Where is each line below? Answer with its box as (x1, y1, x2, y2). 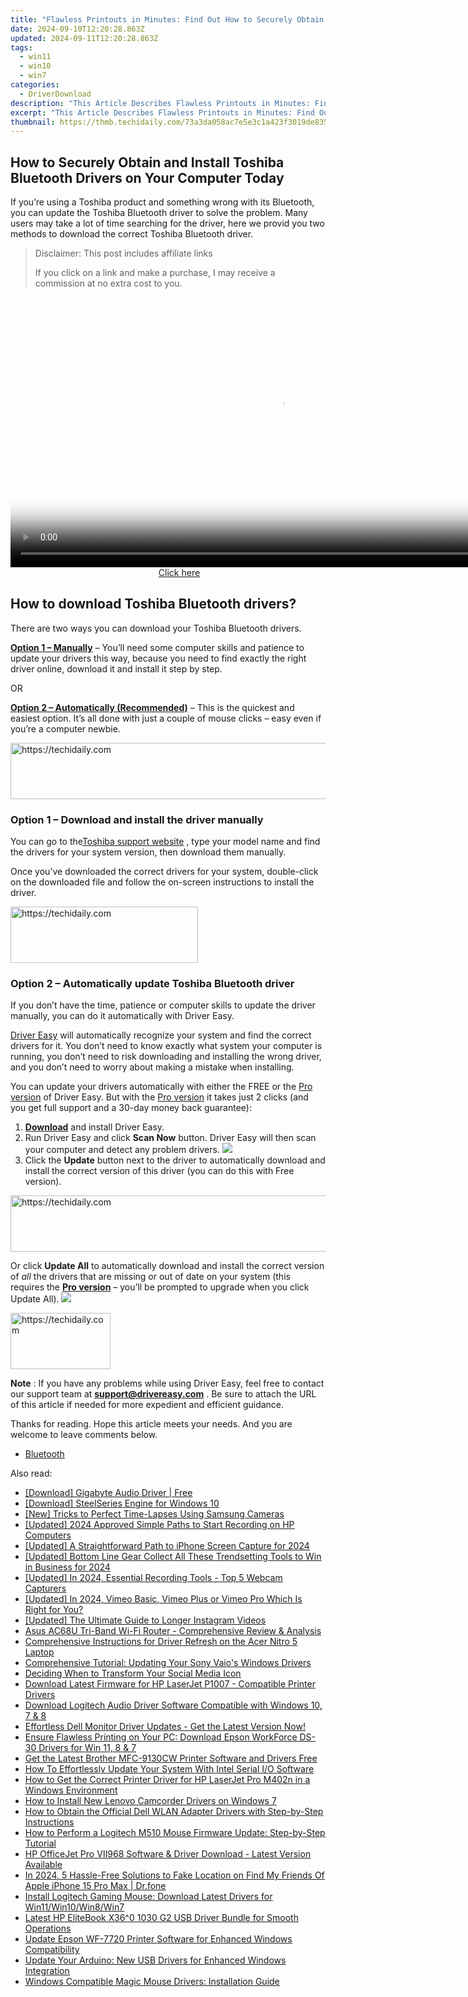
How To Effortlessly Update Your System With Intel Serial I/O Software (24, 1763, 315, 1775)
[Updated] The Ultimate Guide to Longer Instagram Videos (24, 1614, 267, 1626)
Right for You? (24, 1604, 84, 1616)
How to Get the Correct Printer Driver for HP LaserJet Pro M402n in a (24, 1774, 311, 1786)
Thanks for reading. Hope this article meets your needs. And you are (10, 1418, 293, 1430)
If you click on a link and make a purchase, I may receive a (34, 267, 276, 279)
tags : (10, 42, 33, 53)
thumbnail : (10, 117, 56, 127)
